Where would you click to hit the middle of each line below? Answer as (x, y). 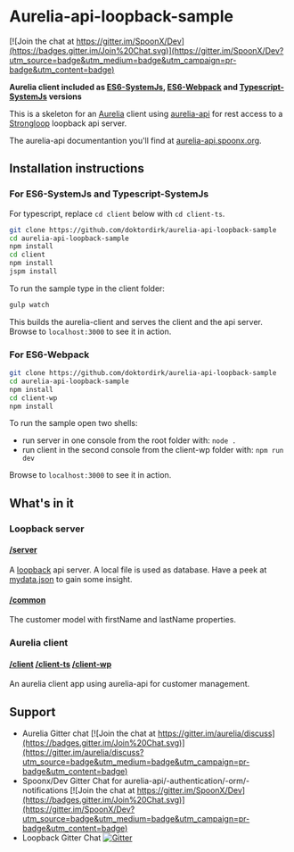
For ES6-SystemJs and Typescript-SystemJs (109, 194)
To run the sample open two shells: (73, 423)
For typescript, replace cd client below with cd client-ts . (117, 213)
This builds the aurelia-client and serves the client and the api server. (136, 322)
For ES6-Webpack (49, 355)
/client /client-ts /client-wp (61, 664)
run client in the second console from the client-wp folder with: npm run (153, 450)
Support (33, 712)
